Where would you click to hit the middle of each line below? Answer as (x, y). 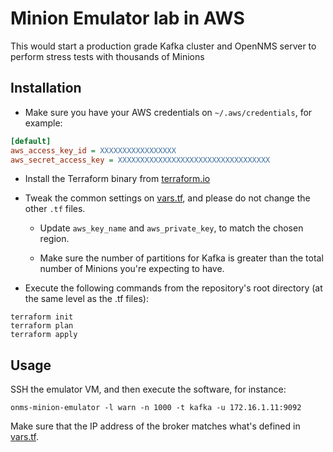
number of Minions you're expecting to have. (132, 269)
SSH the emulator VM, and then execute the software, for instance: (148, 389)
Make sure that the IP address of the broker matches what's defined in (155, 426)
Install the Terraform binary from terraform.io (117, 179)
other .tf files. (55, 209)
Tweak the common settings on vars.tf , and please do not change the (167, 198)
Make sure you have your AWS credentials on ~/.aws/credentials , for (168, 112)
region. (54, 239)
